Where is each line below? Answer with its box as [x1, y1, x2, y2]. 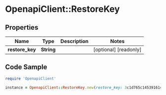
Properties [5, 23, 39, 32]
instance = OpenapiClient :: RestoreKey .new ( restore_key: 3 [5, 85, 127, 90]
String [41, 46, 56, 53]
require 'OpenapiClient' [5, 76, 56, 81]
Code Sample [5, 63, 47, 71]
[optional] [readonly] [93, 46, 142, 53]
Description [60, 38, 89, 45]
